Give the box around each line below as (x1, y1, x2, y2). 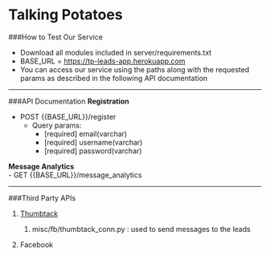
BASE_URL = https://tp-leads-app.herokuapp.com (19, 56, 186, 66)
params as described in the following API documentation (19, 73, 208, 83)
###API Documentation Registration (8, 96, 130, 106)
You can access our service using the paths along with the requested (19, 64, 250, 74)
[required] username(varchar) (43, 137, 143, 147)
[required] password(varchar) (43, 146, 142, 156)
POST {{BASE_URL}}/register (19, 112, 117, 121)
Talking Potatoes (8, 6, 123, 24)
